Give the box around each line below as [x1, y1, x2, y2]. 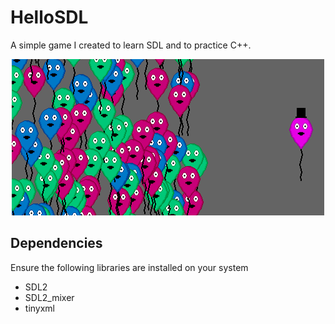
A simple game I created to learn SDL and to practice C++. [10, 39, 252, 51]
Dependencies [10, 235, 103, 252]
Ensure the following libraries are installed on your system [10, 261, 249, 273]
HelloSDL [10, 6, 89, 29]
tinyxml [24, 302, 55, 314]
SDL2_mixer [24, 291, 75, 303]
